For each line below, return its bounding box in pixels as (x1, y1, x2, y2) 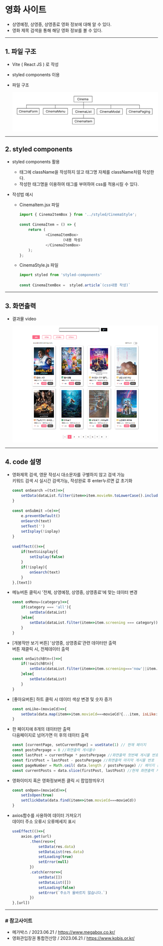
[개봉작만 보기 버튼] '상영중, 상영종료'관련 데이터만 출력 (12, 640, 116, 646)
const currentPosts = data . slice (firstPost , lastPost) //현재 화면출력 (12, 768, 154, 773)
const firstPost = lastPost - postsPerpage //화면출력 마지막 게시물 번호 (12, 758, 154, 763)
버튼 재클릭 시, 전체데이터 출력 (12, 646, 69, 652)
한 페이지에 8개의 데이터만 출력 (12, 726, 71, 732)
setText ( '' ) (21, 523, 45, 529)
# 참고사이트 (5, 917, 33, 924)
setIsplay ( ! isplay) (21, 529, 61, 534)
